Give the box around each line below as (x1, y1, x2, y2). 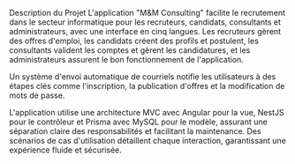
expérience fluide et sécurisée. (9, 145, 122, 155)
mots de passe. (9, 90, 65, 101)
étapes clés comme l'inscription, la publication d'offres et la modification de (9, 81, 285, 91)
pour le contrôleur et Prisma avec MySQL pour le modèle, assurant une (9, 116, 268, 127)
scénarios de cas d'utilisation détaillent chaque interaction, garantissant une (9, 136, 287, 145)
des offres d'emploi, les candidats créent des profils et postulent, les (9, 35, 259, 46)
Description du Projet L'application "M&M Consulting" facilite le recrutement (9, 8, 285, 18)
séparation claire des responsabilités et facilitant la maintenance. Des (9, 126, 262, 136)
